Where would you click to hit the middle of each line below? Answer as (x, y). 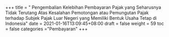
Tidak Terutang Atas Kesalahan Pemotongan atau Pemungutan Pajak (77, 13)
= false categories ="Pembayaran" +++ (46, 29)
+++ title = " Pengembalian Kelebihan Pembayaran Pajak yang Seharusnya (83, 7)
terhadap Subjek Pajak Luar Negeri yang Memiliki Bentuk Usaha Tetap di (81, 18)
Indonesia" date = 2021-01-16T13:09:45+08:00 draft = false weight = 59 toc (84, 23)
